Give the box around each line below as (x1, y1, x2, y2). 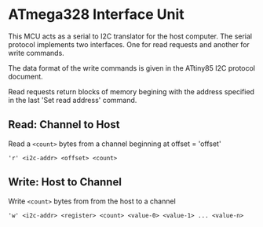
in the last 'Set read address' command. (8, 95, 137, 104)
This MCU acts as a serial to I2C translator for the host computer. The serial (8, 31, 253, 41)
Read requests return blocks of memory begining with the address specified (8, 86, 255, 96)
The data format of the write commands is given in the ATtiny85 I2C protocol (8, 63, 256, 72)
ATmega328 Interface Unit (8, 5, 184, 24)
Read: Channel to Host (8, 118, 120, 131)
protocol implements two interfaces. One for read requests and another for (8, 39, 250, 49)
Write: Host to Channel (8, 175, 122, 189)
